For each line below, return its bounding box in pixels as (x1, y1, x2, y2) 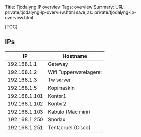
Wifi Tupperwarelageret (48, 68, 102, 75)
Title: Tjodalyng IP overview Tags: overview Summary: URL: (5, 4, 125, 10)
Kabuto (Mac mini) (48, 108, 91, 115)
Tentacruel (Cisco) (48, 124, 91, 131)
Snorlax (48, 116, 66, 123)
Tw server (48, 77, 71, 83)
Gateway (48, 60, 68, 67)
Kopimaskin (48, 84, 75, 91)
